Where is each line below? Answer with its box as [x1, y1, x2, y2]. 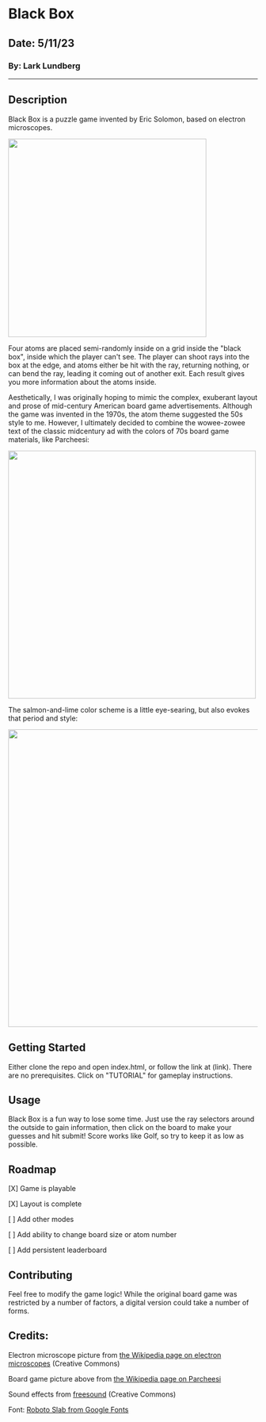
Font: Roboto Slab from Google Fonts [8, 1405, 129, 1414]
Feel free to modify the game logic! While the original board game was [8, 1289, 237, 1298]
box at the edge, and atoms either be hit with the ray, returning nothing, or [8, 360, 249, 370]
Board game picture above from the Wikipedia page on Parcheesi [8, 1374, 222, 1383]
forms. [8, 1306, 30, 1316]
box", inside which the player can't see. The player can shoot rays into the [8, 352, 250, 361]
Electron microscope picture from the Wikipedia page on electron [8, 1350, 222, 1359]
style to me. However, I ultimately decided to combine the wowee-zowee [8, 417, 245, 427]
